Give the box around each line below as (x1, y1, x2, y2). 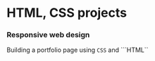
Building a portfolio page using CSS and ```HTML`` (6, 46, 149, 54)
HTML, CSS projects (6, 5, 128, 21)
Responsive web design (6, 30, 90, 40)
